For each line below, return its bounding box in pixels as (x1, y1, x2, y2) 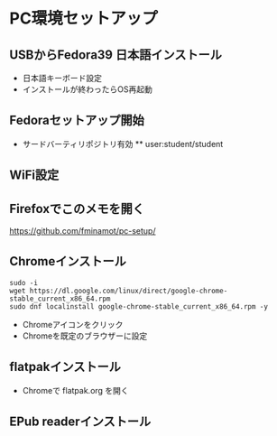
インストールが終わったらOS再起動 (22, 84, 153, 95)
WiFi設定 (9, 168, 60, 183)
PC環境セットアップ (9, 8, 158, 29)
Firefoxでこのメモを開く (9, 200, 145, 217)
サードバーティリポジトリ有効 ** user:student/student (22, 138, 224, 149)
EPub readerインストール (9, 414, 152, 430)
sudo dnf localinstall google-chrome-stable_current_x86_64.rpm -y (9, 301, 269, 311)
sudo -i (9, 278, 39, 287)
